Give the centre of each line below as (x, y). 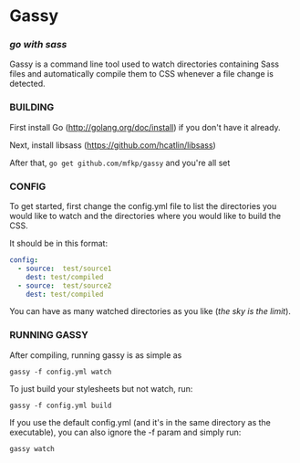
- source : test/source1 (65, 268)
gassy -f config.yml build (61, 405)
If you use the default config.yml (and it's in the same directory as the (140, 422)
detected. (27, 84)
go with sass (38, 45)
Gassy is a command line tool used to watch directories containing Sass (145, 64)
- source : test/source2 (65, 285)
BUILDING (32, 108)
